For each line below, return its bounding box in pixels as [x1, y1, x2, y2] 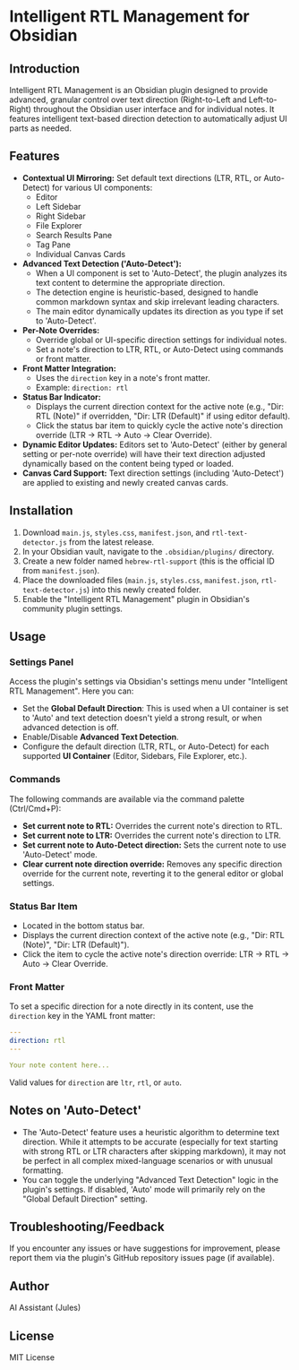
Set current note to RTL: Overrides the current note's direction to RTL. [21, 820, 283, 831]
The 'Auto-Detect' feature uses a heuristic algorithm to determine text [21, 1126, 280, 1137]
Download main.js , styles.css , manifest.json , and [21, 527, 210, 538]
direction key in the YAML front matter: [9, 1011, 156, 1021]
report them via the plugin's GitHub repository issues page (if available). [9, 1253, 275, 1263]
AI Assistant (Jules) [9, 1302, 81, 1314]
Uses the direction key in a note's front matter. [35, 372, 210, 383]
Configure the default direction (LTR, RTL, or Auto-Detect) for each [21, 741, 269, 752]
